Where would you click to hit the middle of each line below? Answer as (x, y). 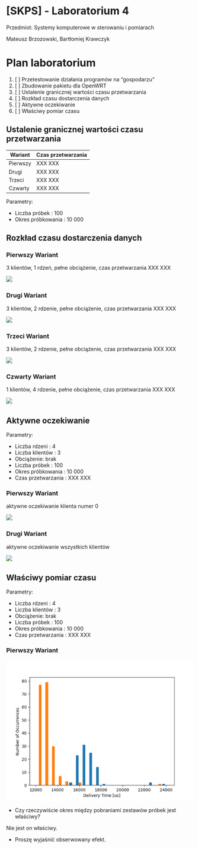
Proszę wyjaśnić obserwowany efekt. (60, 839)
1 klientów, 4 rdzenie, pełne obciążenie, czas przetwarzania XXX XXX (91, 390)
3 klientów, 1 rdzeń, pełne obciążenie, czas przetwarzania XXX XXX (88, 268)
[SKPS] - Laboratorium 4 (68, 11)
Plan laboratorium (51, 63)
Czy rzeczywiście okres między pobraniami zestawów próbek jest (95, 810)
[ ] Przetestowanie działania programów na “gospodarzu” (85, 79)
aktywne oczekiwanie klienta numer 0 (52, 506)
